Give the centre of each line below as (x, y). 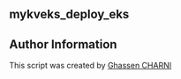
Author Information (63, 44)
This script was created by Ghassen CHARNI (90, 66)
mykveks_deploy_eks (69, 14)
